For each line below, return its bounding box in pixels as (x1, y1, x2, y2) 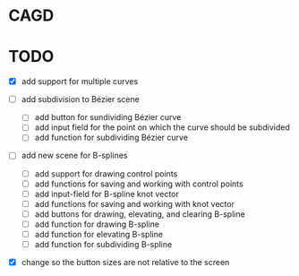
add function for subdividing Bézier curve (34, 132, 189, 143)
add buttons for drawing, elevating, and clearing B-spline (34, 208, 245, 220)
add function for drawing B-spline (34, 219, 160, 229)
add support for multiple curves (21, 76, 139, 87)
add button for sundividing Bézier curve (34, 112, 182, 123)
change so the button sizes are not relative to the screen (21, 257, 230, 267)
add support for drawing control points (34, 168, 178, 179)
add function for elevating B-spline (34, 229, 163, 239)
